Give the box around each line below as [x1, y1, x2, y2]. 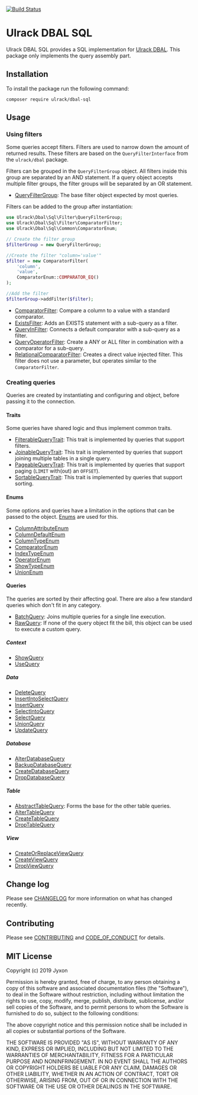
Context [6, 639, 27, 646]
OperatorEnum [14, 556, 51, 563]
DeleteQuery [14, 689, 46, 696]
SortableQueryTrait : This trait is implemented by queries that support [14, 474, 183, 481]
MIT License [6, 951, 53, 961]
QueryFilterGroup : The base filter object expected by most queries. [14, 192, 179, 199]
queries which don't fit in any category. [6, 601, 102, 609]
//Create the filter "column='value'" [6, 252, 102, 259]
